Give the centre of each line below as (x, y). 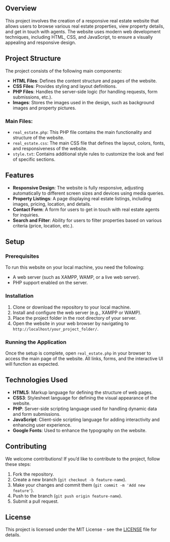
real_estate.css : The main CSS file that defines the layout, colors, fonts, (89, 143)
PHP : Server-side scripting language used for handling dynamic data (85, 409)
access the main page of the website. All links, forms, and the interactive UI (84, 359)
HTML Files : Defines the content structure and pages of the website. (85, 81)
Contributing (26, 446)
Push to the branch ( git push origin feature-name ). (67, 496)
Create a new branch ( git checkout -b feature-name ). (69, 479)
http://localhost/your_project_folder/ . (55, 328)
